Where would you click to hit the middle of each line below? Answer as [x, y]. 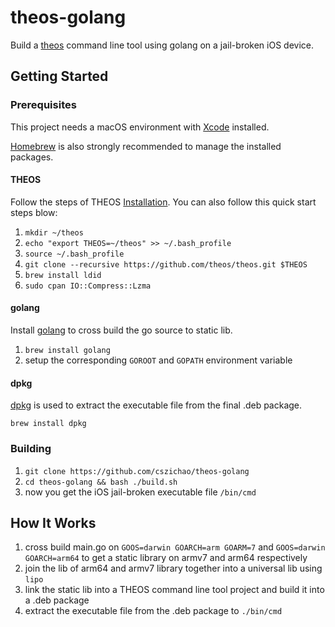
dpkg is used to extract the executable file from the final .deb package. [156, 405]
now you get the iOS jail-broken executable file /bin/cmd [140, 492]
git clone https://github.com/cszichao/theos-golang [137, 471]
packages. [32, 157]
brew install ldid [63, 275]
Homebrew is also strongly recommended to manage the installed [146, 146]
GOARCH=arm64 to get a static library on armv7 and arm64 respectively [166, 558]
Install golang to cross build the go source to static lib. [121, 330]
